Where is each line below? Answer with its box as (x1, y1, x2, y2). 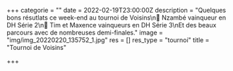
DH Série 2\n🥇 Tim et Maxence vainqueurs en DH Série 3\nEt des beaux (6, 21, 217, 29)
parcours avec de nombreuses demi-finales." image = (6, 28, 164, 37)
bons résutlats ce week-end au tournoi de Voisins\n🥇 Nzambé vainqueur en (6, 13, 227, 22)
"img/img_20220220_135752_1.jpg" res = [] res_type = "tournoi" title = (6, 36, 210, 44)
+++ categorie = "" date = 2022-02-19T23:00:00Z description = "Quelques (6, 6, 227, 14)
